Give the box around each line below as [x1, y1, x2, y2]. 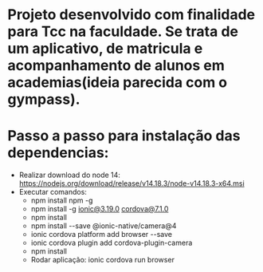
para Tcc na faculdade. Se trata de [7, 22, 238, 41]
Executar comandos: [18, 187, 87, 197]
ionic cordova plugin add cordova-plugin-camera [30, 238, 193, 248]
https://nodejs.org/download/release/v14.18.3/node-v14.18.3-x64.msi [18, 179, 245, 188]
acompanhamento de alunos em [7, 57, 225, 75]
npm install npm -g [30, 195, 93, 205]
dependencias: [7, 144, 109, 162]
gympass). [7, 90, 80, 108]
